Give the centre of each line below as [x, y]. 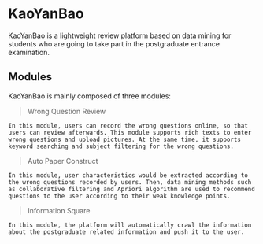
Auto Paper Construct [63, 161]
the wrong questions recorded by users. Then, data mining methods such [130, 182]
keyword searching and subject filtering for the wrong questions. [121, 146]
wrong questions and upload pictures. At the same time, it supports [125, 139]
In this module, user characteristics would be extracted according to [128, 175]
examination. [29, 52]
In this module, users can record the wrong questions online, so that [128, 126]
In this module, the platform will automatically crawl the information [130, 225]
